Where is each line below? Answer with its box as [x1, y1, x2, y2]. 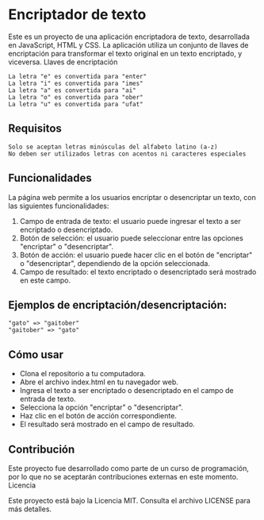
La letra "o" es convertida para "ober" [8, 93, 144, 101]
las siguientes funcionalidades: [8, 201, 109, 210]
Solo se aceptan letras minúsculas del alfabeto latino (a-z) [8, 143, 218, 151]
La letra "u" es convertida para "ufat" [8, 100, 144, 108]
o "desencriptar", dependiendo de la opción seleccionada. [19, 258, 210, 268]
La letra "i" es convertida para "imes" [8, 79, 144, 87]
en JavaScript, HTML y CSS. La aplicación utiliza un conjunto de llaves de [8, 40, 249, 49]
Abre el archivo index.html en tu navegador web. [19, 377, 178, 387]
